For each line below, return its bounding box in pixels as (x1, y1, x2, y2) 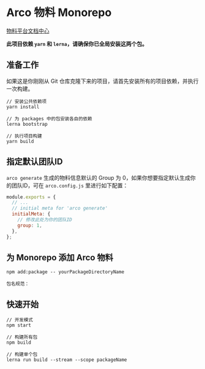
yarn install (6, 104, 40, 110)
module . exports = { (6, 194, 56, 200)
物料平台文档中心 (6, 27, 50, 34)
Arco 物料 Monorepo (6, 6, 112, 20)
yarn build (6, 138, 34, 144)
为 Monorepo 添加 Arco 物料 (6, 252, 113, 263)
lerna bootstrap (6, 121, 48, 127)
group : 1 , (17, 222, 43, 228)
